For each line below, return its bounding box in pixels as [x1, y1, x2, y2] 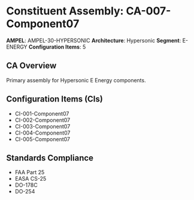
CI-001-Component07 [14, 110, 69, 117]
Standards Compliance [6, 153, 94, 163]
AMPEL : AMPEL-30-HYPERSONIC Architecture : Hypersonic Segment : [6, 37, 181, 44]
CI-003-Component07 [14, 123, 71, 130]
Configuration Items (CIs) [6, 94, 103, 105]
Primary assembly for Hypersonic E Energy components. [6, 76, 146, 83]
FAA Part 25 [14, 169, 45, 176]
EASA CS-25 [14, 175, 47, 183]
